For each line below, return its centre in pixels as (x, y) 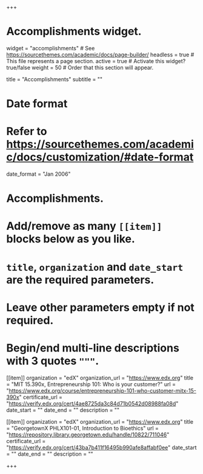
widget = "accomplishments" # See (51, 48)
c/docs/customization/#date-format (100, 157)
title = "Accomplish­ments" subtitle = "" (55, 79)
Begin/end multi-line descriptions (93, 348)
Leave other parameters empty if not (101, 307)
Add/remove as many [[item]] (84, 226)
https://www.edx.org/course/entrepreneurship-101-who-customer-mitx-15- (103, 390)
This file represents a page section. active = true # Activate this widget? (96, 61)
